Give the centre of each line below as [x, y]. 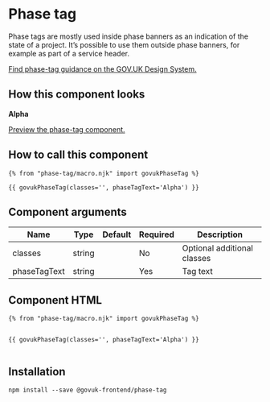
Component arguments [67, 211]
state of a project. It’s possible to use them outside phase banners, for [124, 44]
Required [157, 234]
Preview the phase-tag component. [67, 129]
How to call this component [78, 155]
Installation [37, 371]
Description [220, 234]
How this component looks [77, 95]
